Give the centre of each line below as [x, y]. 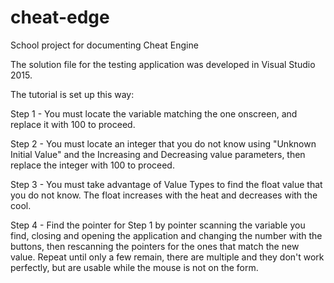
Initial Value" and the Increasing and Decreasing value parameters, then [158, 154]
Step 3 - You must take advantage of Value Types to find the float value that [166, 184]
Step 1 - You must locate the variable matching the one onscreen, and [154, 113]
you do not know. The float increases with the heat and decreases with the [164, 195]
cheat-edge [60, 17]
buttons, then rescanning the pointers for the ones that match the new [155, 246]
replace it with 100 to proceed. [73, 124]
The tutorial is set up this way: [72, 94]
